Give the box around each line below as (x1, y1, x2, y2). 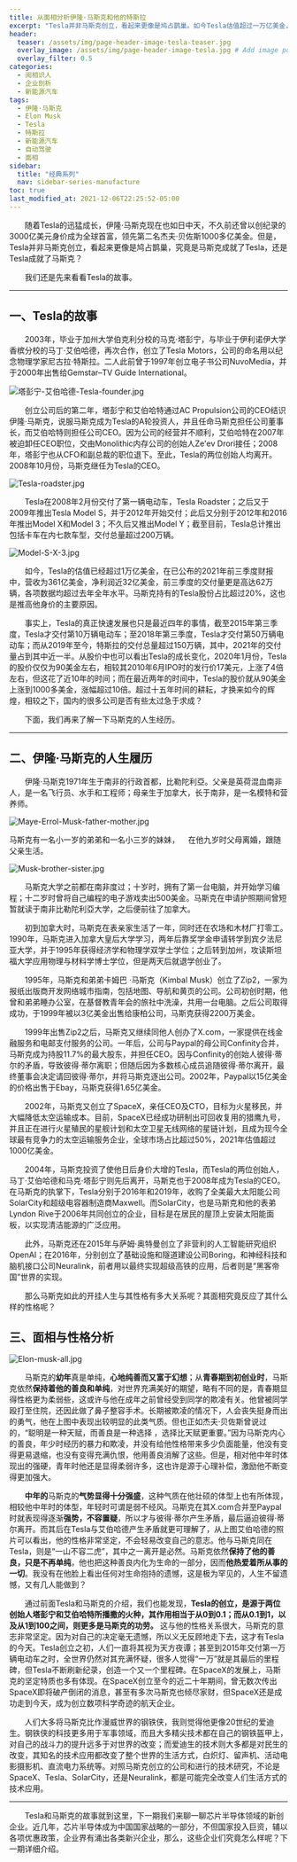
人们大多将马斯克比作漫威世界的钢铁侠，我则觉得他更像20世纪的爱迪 (25, 1717, 275, 1727)
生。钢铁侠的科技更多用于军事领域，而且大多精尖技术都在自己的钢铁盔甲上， (9, 1728, 288, 1739)
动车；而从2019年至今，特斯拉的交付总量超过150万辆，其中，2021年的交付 (9, 639, 282, 650)
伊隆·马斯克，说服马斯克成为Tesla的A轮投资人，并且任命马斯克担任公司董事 (9, 416, 285, 426)
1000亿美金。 (9, 1145, 59, 1155)
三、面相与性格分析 (9, 1329, 114, 1344)
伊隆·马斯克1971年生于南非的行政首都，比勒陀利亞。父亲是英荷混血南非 (25, 776, 283, 786)
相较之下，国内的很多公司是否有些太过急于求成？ (24, 695, 203, 706)
